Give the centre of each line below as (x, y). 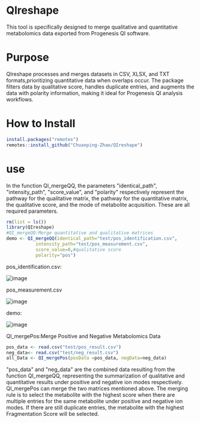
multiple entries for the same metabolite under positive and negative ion (95, 401)
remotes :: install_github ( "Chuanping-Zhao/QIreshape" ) (75, 145)
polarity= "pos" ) (56, 255)
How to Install (41, 124)
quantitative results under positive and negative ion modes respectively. (95, 382)
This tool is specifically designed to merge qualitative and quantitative (92, 27)
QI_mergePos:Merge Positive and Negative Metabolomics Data (84, 336)
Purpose (28, 58)
